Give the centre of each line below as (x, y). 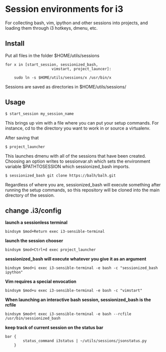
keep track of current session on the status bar (54, 328)
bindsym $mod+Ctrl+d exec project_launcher (51, 250)
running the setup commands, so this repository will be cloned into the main (82, 190)
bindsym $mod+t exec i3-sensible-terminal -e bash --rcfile (68, 314)
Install (15, 44)
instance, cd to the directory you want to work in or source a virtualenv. (78, 128)
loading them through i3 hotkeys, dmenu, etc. (51, 28)
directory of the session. (30, 195)
